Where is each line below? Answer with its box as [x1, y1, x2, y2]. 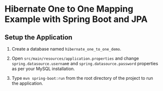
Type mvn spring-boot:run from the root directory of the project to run [11, 75, 154, 81]
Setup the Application [4, 33, 73, 41]
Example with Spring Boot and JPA [4, 14, 148, 25]
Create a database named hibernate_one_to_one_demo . [11, 46, 121, 52]
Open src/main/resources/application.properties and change [11, 55, 139, 61]
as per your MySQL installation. [11, 66, 75, 72]
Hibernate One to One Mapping [4, 3, 134, 15]
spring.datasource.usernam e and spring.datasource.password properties [11, 61, 159, 66]
